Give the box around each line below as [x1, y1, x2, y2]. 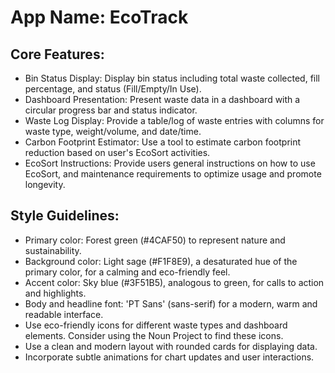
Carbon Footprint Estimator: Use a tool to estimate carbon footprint [24, 136, 302, 148]
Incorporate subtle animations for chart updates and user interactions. [24, 351, 315, 363]
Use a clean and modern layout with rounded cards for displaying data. [24, 340, 318, 352]
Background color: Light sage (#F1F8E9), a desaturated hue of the [24, 255, 298, 267]
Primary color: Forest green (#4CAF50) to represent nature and [24, 234, 286, 246]
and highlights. [24, 287, 87, 299]
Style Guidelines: [10, 207, 120, 225]
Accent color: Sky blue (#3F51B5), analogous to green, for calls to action [24, 276, 325, 288]
